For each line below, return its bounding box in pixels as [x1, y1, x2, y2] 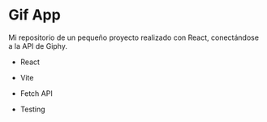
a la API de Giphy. [8, 41, 67, 50]
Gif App [8, 6, 61, 24]
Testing [19, 104, 46, 114]
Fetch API [19, 88, 53, 98]
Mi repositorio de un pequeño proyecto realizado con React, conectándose [8, 33, 260, 42]
